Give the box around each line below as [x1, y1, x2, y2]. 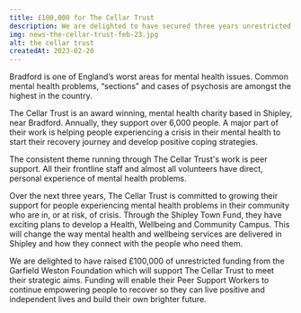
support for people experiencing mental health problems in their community [9, 200, 290, 211]
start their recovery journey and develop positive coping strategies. [9, 137, 259, 148]
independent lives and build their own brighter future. [9, 294, 207, 305]
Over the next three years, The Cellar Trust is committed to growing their [9, 191, 279, 201]
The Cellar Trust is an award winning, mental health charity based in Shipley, [9, 108, 293, 119]
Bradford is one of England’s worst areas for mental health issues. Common [9, 71, 289, 82]
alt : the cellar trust [9, 38, 94, 48]
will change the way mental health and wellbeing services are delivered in [9, 228, 283, 239]
